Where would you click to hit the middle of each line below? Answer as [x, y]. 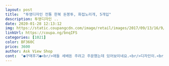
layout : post [19, 10]
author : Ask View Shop [29, 51]
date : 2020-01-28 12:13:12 [33, 24]
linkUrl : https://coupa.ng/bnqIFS [41, 33]
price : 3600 [18, 47]
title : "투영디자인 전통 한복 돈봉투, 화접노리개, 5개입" [58, 14]
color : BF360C [20, 42]
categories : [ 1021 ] [26, 38]
